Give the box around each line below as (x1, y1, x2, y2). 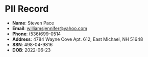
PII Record (5, 3, 49, 15)
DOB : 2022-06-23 (12, 47, 51, 53)
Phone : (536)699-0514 (12, 31, 61, 37)
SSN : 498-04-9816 (12, 41, 53, 47)
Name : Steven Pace (12, 20, 54, 26)
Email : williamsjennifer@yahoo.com (12, 25, 87, 31)
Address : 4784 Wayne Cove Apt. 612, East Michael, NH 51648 (12, 36, 143, 42)
